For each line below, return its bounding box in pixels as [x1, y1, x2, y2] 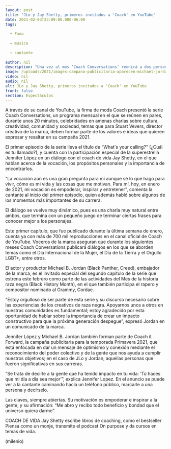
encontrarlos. [5, 166, 34, 172]
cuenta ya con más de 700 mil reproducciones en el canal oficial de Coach [5, 233, 162, 240]
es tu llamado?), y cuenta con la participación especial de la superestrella [5, 149, 159, 156]
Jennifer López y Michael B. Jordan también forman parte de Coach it [5, 334, 152, 340]
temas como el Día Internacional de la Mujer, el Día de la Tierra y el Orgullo [5, 250, 162, 256]
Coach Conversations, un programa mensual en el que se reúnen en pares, [5, 112, 163, 119]
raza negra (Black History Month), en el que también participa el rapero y [5, 281, 159, 288]
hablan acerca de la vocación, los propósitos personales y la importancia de [5, 160, 165, 167]
